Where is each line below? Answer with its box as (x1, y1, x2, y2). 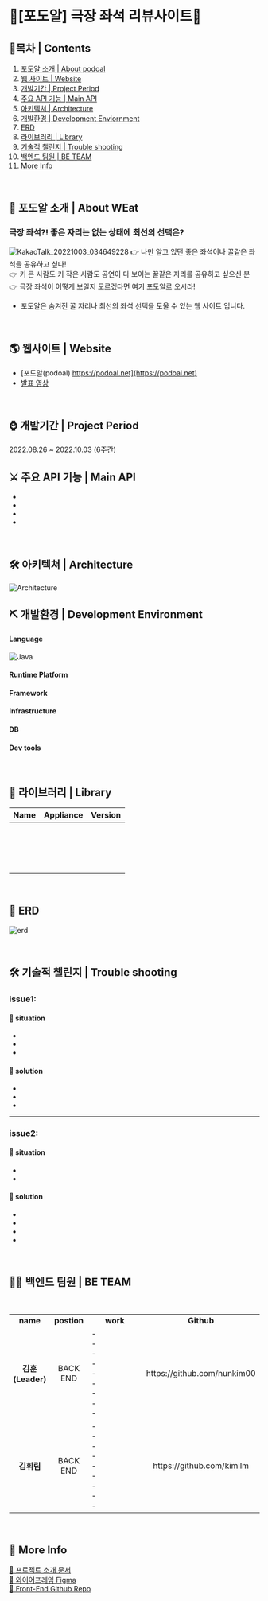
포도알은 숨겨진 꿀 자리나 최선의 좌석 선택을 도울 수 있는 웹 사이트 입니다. (20, 301, 246, 310)
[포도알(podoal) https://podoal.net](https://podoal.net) (20, 367, 198, 378)
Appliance (43, 809, 84, 820)
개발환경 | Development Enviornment (20, 114, 140, 123)
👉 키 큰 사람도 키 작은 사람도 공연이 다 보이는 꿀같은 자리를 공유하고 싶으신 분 (9, 269, 251, 278)
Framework (9, 688, 48, 698)
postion (53, 1315, 84, 1326)
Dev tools (9, 743, 41, 752)
